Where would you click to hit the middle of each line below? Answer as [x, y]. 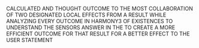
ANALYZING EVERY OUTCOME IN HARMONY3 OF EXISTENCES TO [90, 21]
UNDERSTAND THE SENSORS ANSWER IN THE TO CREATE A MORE [91, 27]
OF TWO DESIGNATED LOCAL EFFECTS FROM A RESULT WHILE [86, 15]
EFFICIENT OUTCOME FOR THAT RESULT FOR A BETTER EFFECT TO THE [98, 34]
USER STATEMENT [30, 40]
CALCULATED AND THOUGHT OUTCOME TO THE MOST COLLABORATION [100, 9]
